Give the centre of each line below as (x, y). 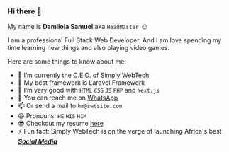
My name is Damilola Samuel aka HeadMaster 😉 (77, 27)
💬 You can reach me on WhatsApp (68, 98)
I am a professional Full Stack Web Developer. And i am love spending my (114, 40)
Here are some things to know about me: (67, 62)
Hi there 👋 (25, 11)
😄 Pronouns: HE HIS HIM (52, 116)
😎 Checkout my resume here (61, 124)
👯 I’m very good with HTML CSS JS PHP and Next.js (89, 90)
